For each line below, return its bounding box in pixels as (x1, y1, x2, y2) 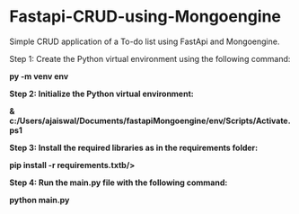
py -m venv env (9, 70, 69, 82)
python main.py (9, 194, 70, 205)
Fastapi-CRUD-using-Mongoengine (9, 6, 281, 27)
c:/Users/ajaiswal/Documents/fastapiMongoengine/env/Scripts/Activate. (9, 115, 291, 126)
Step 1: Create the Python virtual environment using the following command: (9, 53, 291, 64)
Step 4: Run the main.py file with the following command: (9, 177, 228, 188)
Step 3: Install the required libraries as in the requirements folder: (9, 142, 259, 153)
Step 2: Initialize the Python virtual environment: (9, 88, 195, 99)
